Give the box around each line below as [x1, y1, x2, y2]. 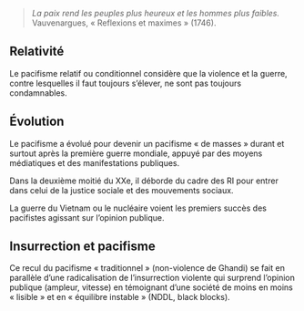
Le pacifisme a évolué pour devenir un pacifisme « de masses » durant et [9, 138, 285, 149]
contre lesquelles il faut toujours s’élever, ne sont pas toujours [9, 78, 242, 88]
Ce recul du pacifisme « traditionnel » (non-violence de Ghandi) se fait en [9, 263, 285, 274]
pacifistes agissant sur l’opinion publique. [9, 212, 166, 223]
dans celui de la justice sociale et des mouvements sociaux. [9, 184, 234, 195]
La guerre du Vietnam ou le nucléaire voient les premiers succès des [9, 202, 267, 213]
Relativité [9, 44, 65, 59]
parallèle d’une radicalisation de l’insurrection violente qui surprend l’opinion [9, 273, 296, 284]
